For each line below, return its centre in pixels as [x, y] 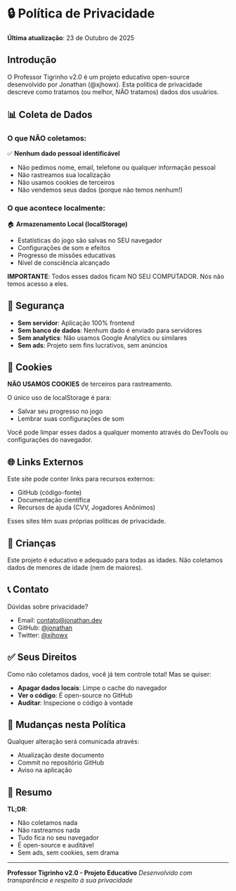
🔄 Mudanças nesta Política [67, 725]
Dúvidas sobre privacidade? [48, 606]
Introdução [32, 60]
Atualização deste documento [61, 755]
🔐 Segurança [36, 306]
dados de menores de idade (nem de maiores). [75, 567]
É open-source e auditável [55, 845]
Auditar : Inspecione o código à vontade [75, 703]
